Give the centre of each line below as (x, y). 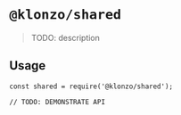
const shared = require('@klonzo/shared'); (91, 86)
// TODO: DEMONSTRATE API (57, 102)
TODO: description (66, 37)
